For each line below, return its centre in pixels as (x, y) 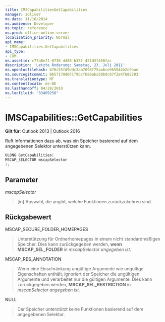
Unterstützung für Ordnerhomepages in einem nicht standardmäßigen (89, 239)
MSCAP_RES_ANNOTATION (33, 259)
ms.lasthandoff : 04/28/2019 (34, 88)
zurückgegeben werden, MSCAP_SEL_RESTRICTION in (74, 284)
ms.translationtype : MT (30, 79)
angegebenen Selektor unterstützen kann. (48, 146)
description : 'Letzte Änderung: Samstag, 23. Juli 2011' (65, 65)
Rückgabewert (28, 217)
